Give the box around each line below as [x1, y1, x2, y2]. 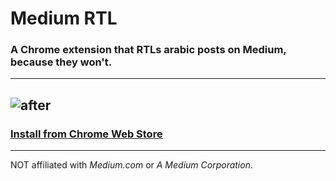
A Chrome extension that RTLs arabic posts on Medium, [10, 43, 287, 57]
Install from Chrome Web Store [10, 127, 163, 141]
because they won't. [10, 55, 113, 69]
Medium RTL [10, 7, 118, 30]
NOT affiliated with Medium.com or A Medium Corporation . [10, 159, 253, 171]
